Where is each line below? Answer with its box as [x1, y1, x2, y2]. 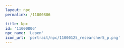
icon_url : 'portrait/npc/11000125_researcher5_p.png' [5, 35, 121, 40]
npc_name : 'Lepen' [5, 31, 44, 36]
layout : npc [5, 7, 30, 13]
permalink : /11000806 [5, 12, 51, 17]
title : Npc [5, 21, 28, 26]
